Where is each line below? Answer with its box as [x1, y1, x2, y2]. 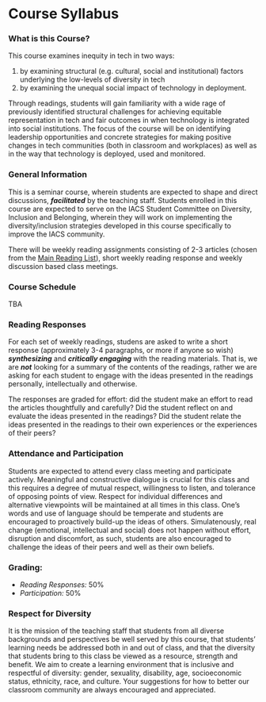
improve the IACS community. [8, 229, 105, 239]
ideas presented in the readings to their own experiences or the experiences [8, 420, 257, 429]
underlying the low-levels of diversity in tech [19, 75, 165, 84]
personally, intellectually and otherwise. [8, 379, 138, 389]
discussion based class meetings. [8, 261, 119, 270]
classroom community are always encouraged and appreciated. [8, 685, 216, 695]
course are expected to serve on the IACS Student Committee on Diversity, [8, 204, 253, 213]
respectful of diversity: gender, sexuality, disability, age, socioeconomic [8, 668, 242, 678]
